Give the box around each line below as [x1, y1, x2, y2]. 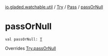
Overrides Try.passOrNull [5, 45, 56, 51]
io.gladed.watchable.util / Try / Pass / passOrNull [5, 4, 103, 10]
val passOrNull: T [5, 37, 42, 42]
